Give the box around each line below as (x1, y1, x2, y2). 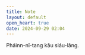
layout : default (6, 14, 46, 20)
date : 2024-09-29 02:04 (6, 25, 65, 32)
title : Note (6, 8, 36, 15)
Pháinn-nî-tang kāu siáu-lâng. (6, 42, 79, 49)
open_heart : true (6, 20, 49, 26)
